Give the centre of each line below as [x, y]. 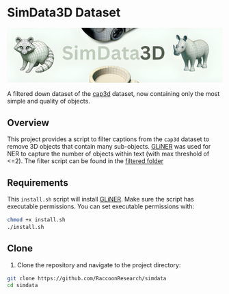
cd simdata [23, 286]
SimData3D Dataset [64, 13]
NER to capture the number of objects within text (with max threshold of [108, 154]
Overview [28, 122]
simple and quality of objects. [49, 101]
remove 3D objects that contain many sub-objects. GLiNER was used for [109, 147]
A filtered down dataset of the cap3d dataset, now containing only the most [113, 94]
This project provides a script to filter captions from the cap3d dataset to [108, 139]
